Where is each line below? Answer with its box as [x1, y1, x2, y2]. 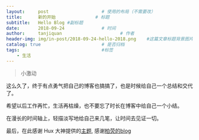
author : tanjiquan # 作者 [6, 31, 134, 37]
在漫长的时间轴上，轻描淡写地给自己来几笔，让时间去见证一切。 [6, 115, 162, 122]
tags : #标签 [6, 47, 114, 53]
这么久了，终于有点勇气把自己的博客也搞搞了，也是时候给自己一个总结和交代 [6, 82, 193, 89]
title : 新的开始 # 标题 [6, 14, 110, 20]
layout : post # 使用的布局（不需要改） [6, 8, 156, 15]
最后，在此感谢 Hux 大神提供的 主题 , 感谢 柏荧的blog [6, 127, 131, 134]
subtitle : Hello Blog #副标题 [6, 19, 84, 25]
